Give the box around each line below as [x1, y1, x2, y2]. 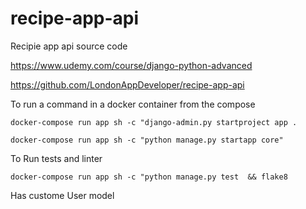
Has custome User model [10, 189, 115, 201]
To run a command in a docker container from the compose [10, 98, 256, 110]
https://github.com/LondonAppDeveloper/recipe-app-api [10, 78, 245, 91]
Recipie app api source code [10, 40, 128, 52]
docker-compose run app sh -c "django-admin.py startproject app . [10, 117, 298, 127]
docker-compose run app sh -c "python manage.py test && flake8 [10, 172, 288, 182]
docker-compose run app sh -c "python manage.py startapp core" [10, 135, 284, 145]
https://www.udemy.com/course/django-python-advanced [10, 59, 253, 71]
